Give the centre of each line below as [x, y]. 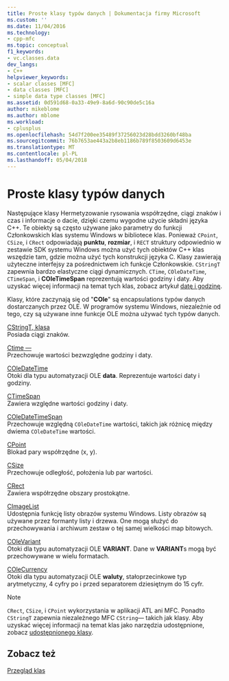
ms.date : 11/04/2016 [37, 26]
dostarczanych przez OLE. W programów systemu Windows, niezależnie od [114, 307]
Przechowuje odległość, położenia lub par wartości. [80, 472]
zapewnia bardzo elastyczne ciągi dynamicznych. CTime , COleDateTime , [107, 271]
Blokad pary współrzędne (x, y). [52, 452]
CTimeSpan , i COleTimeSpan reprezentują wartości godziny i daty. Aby [106, 278]
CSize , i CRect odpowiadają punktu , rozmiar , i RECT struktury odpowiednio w [114, 242]
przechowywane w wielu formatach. [58, 555]
